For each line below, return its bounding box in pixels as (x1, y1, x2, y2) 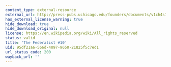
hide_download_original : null (5, 26, 70, 31)
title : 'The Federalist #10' (5, 40, 67, 45)
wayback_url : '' (5, 54, 40, 59)
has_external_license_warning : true (5, 17, 83, 22)
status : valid (5, 36, 36, 41)
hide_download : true (5, 21, 49, 27)
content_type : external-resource (5, 7, 76, 13)
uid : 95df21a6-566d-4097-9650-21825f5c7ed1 (5, 45, 99, 50)
